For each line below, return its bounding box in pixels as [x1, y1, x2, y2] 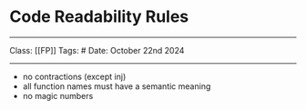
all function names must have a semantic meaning [22, 80, 211, 92]
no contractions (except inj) [22, 71, 127, 82]
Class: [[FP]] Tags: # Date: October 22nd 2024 [9, 45, 185, 55]
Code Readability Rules [9, 6, 189, 27]
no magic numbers [22, 90, 94, 101]
